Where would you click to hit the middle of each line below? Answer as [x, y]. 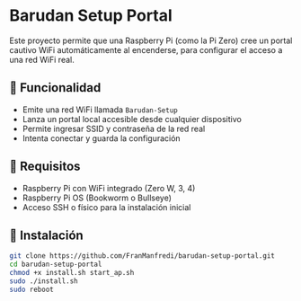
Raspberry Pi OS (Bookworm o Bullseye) [97, 198]
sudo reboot [31, 289]
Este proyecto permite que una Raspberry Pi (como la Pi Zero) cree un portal [151, 40]
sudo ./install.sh [44, 281]
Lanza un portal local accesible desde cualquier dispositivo [132, 119]
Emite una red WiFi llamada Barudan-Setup [100, 110]
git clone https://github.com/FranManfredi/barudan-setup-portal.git [142, 256]
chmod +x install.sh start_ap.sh [72, 273]
